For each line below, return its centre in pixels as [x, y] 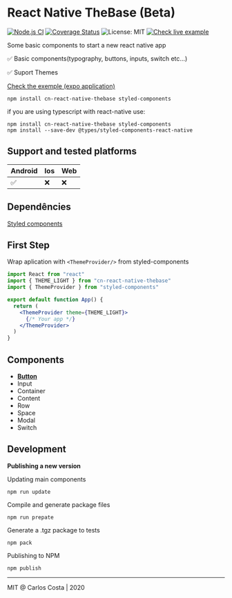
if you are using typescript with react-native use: [76, 111]
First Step [28, 245]
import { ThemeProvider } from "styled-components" [83, 288]
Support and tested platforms [72, 151]
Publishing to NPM [33, 555]
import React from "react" [46, 275]
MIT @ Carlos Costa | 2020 [46, 587]
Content [29, 398]
